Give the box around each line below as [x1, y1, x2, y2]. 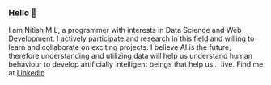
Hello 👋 [8, 7, 37, 18]
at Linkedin [8, 68, 45, 78]
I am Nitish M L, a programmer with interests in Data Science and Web [8, 26, 242, 35]
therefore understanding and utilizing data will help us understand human [8, 51, 253, 61]
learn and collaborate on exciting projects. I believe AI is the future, [8, 42, 232, 52]
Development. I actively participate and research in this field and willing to [8, 34, 255, 43]
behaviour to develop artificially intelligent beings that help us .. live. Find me [8, 59, 264, 69]
